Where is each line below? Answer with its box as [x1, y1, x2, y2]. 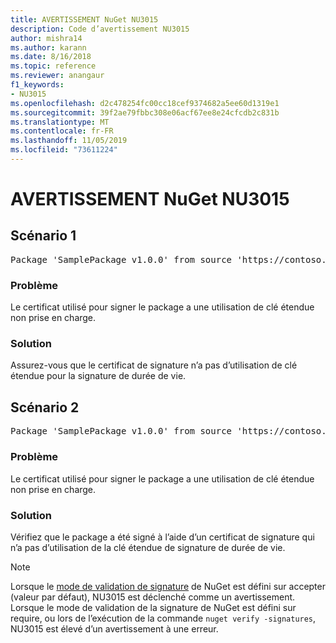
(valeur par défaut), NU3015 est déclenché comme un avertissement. [10, 591, 296, 603]
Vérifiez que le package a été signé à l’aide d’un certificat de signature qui [10, 531, 315, 543]
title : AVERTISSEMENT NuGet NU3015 [10, 14, 159, 25]
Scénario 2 [10, 399, 80, 416]
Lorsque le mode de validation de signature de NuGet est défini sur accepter [10, 580, 326, 592]
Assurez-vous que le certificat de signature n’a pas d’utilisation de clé [10, 359, 298, 371]
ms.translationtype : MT [10, 117, 110, 127]
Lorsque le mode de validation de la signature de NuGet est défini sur [10, 601, 297, 613]
